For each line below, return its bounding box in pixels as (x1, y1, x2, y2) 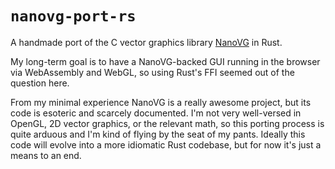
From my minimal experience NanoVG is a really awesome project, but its (10, 96, 312, 108)
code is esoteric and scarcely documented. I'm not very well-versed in (10, 107, 302, 119)
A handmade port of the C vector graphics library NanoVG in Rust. (10, 36, 283, 48)
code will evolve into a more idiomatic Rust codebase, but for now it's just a (10, 138, 322, 151)
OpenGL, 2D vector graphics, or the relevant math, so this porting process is (10, 117, 325, 129)
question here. (10, 77, 70, 89)
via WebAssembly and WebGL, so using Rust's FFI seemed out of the (10, 66, 295, 78)
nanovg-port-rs (10, 7, 137, 26)
